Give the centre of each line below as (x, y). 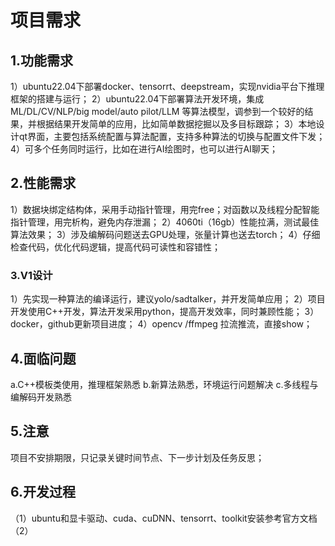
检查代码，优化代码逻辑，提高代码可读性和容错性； (115, 247)
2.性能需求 (43, 183)
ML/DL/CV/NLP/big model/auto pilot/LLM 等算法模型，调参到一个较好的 (157, 111)
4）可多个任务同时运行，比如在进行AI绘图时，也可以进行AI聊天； (144, 149)
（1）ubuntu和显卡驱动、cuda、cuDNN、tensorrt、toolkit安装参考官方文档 (164, 518)
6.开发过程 (43, 492)
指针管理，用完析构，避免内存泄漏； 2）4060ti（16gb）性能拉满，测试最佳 (165, 222)
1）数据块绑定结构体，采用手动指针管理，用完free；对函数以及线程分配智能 (165, 209)
